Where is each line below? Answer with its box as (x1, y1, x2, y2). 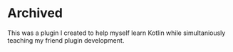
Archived (7, 5, 63, 21)
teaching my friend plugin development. (7, 36, 125, 44)
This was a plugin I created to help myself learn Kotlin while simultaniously (7, 28, 226, 37)
